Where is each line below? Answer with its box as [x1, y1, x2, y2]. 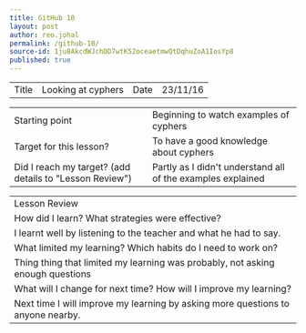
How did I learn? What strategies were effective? [14, 212, 221, 224]
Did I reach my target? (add [14, 161, 131, 173]
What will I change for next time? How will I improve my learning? [14, 283, 291, 295]
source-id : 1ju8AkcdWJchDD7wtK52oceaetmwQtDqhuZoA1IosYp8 [9, 47, 234, 56]
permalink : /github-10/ [9, 38, 100, 48]
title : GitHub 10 [9, 13, 76, 23]
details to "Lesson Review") [14, 172, 132, 185]
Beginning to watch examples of [151, 108, 290, 121]
